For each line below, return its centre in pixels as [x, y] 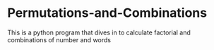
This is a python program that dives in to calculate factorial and [99, 32]
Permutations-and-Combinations [107, 13]
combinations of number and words [59, 39]
